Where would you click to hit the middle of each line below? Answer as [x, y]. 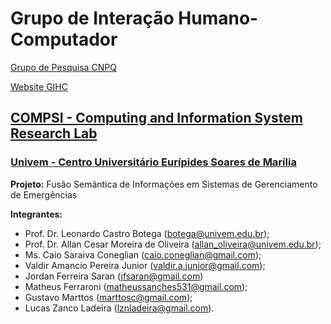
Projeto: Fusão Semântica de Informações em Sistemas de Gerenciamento [164, 184]
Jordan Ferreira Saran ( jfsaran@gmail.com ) [114, 276]
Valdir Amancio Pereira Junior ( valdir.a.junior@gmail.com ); [145, 265]
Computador [64, 39]
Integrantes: [36, 214]
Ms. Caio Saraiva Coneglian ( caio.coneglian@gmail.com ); [143, 254]
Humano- [218, 18]
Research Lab [54, 133]
